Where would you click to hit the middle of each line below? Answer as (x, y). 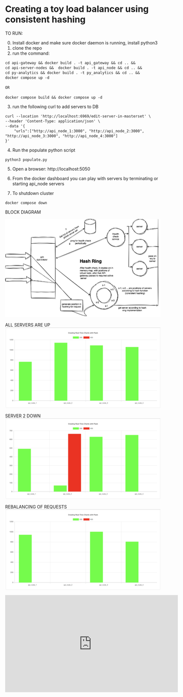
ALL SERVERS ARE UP (28, 325)
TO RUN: (14, 33)
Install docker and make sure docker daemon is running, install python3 (85, 42)
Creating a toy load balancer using (77, 9)
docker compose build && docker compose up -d (54, 97)
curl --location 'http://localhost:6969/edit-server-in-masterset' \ (78, 116)
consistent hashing (45, 19)
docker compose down (26, 203)
